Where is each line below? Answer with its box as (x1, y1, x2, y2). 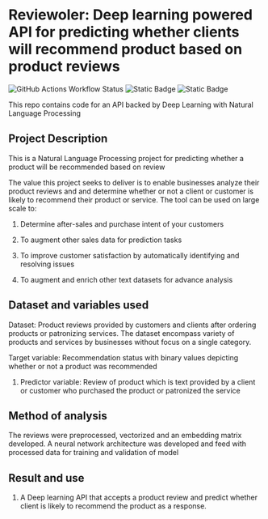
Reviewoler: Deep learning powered (8, 6, 253, 24)
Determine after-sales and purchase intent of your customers (19, 219, 224, 228)
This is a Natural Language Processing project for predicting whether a (8, 153, 245, 163)
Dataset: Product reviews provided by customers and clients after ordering (8, 320, 257, 330)
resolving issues (19, 259, 75, 269)
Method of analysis (8, 409, 107, 423)
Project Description (8, 132, 108, 146)
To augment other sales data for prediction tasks (19, 235, 182, 245)
